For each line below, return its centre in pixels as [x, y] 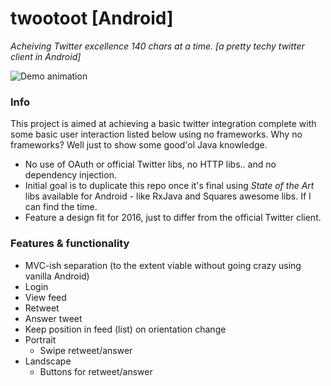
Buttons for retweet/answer [96, 371]
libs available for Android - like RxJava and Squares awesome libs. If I [168, 196]
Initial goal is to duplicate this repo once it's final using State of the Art [169, 186]
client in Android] [46, 56]
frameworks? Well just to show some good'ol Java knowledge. [139, 145]
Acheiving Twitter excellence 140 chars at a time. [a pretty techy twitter [157, 46]
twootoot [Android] [92, 18]
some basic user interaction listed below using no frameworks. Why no [156, 134]
